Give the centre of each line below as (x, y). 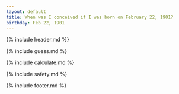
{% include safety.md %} (37, 74)
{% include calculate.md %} (40, 62)
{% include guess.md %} (36, 51)
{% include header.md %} (38, 40)
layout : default (26, 12)
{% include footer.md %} (36, 86)
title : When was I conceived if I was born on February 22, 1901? (90, 17)
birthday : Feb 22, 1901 (36, 23)
